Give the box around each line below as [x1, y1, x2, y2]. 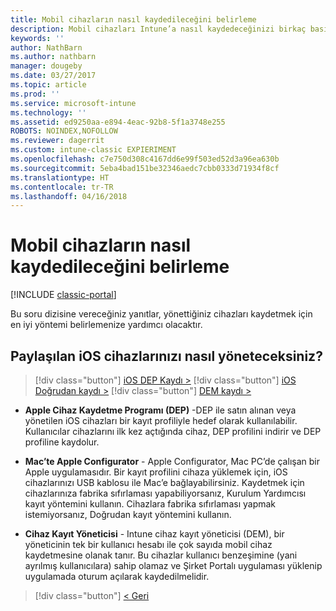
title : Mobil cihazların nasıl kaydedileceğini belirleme [10, 14, 257, 25]
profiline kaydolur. [24, 436, 100, 448]
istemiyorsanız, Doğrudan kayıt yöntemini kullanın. [24, 509, 232, 520]
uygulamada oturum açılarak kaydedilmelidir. [24, 571, 210, 582]
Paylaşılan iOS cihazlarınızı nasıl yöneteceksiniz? [10, 347, 323, 365]
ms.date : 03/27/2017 [10, 71, 97, 81]
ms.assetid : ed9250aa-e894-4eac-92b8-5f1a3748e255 [10, 117, 226, 127]
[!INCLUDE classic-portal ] [10, 289, 117, 301]
